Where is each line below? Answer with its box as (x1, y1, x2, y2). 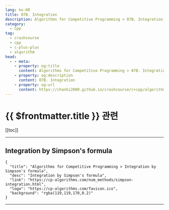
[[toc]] (5, 127, 19, 133)
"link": (10, 177, 26, 183)
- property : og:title (14, 63, 59, 68)
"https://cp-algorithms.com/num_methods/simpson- (27, 177, 134, 183)
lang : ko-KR (5, 7, 30, 13)
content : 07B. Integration (18, 78, 75, 83)
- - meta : (10, 59, 30, 64)
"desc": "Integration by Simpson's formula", (10, 173, 107, 178)
